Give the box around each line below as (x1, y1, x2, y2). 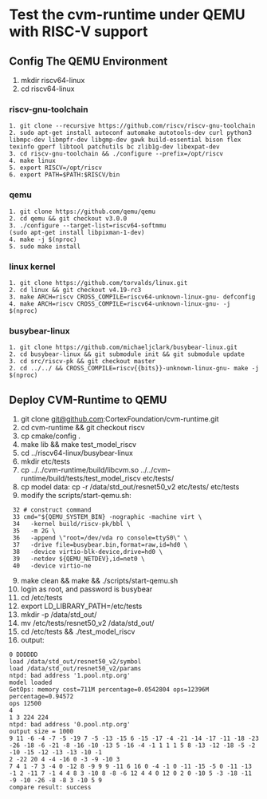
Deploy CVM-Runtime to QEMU (9, 393, 167, 406)
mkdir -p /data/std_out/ (20, 610, 97, 619)
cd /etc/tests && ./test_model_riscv (20, 627, 135, 636)
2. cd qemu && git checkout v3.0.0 (9, 214, 128, 223)
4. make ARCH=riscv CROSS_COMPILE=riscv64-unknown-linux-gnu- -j (9, 299, 230, 308)
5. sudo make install (9, 242, 81, 251)
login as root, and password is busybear (20, 584, 153, 594)
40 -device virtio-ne (12, 562, 92, 570)
